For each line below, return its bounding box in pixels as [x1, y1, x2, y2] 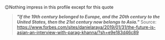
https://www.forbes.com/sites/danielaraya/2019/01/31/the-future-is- [16, 24, 156, 30]
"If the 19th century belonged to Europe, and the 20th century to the [16, 14, 160, 19]
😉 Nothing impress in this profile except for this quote [4, 4, 114, 10]
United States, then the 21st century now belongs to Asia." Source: [16, 19, 157, 25]
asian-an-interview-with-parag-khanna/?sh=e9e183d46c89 [16, 30, 139, 35]
